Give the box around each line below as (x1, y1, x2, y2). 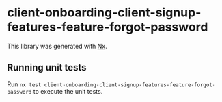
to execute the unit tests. (33, 87, 103, 95)
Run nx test (7, 80, 42, 88)
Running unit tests (7, 62, 87, 73)
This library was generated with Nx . (7, 42, 107, 50)
